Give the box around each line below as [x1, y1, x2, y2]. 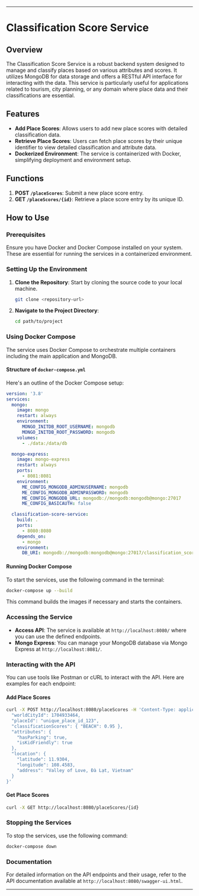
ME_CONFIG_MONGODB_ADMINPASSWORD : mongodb [21, 490, 129, 495]
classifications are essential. [6, 92, 75, 99]
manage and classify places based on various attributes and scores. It [6, 66, 178, 74]
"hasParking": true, [17, 734, 68, 741]
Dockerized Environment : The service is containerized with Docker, [14, 150, 182, 157]
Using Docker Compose [6, 333, 76, 341]
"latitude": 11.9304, [17, 757, 70, 762]
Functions [6, 173, 44, 184]
